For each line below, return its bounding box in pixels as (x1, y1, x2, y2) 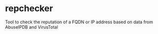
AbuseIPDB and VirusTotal (5, 24, 58, 30)
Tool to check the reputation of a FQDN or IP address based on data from (5, 19, 154, 25)
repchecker (5, 3, 53, 14)
